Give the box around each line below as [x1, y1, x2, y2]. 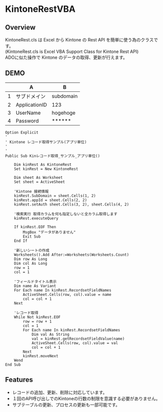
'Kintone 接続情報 [14, 189, 49, 194]
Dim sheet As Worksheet [14, 175, 63, 180]
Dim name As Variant [14, 283, 56, 288]
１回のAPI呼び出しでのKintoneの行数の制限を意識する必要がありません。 [12, 395, 161, 401]
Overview [5, 23, 36, 32]
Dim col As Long [14, 261, 48, 266]
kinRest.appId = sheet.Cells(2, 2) [14, 198, 87, 203]
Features [5, 375, 33, 384]
